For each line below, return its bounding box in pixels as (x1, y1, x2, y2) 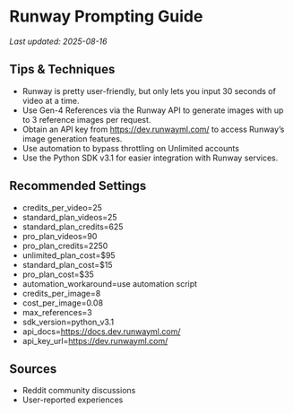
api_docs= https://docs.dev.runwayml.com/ (22, 325, 181, 337)
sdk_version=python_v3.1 (22, 316, 115, 327)
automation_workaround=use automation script (22, 278, 198, 289)
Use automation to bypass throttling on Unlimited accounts (22, 142, 240, 153)
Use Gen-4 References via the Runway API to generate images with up (22, 105, 284, 116)
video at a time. (22, 95, 80, 106)
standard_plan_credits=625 (22, 221, 124, 232)
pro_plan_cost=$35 (22, 269, 94, 280)
